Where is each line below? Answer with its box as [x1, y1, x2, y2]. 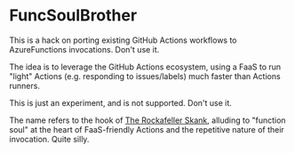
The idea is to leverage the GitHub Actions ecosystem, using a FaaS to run [9, 61, 282, 72]
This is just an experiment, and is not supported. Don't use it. [9, 97, 233, 108]
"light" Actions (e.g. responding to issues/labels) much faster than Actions [9, 70, 282, 81]
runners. [9, 80, 40, 91]
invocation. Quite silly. [9, 133, 90, 144]
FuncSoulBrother [9, 5, 138, 26]
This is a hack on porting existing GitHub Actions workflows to [9, 35, 237, 45]
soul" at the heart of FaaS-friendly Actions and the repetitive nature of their [9, 124, 284, 134]
